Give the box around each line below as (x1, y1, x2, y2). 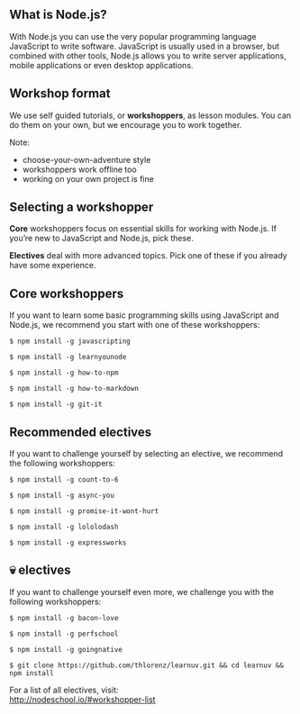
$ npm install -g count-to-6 (9, 475, 119, 484)
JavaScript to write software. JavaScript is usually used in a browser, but (9, 41, 280, 51)
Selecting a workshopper (9, 200, 154, 215)
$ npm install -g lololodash (9, 522, 119, 532)
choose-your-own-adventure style (22, 154, 151, 165)
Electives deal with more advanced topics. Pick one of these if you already (9, 250, 288, 261)
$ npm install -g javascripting (9, 337, 131, 346)
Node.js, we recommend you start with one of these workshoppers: (9, 320, 260, 330)
